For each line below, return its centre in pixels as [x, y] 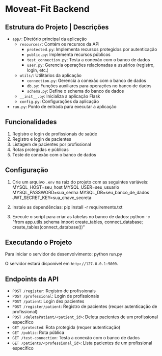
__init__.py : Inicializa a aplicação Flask [60, 96]
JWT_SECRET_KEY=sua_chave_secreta [52, 198]
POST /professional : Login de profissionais [55, 296]
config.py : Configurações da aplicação [59, 101]
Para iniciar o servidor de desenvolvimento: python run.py [64, 254]
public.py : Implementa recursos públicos [68, 54]
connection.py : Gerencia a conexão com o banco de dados [86, 80]
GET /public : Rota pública [38, 332]
